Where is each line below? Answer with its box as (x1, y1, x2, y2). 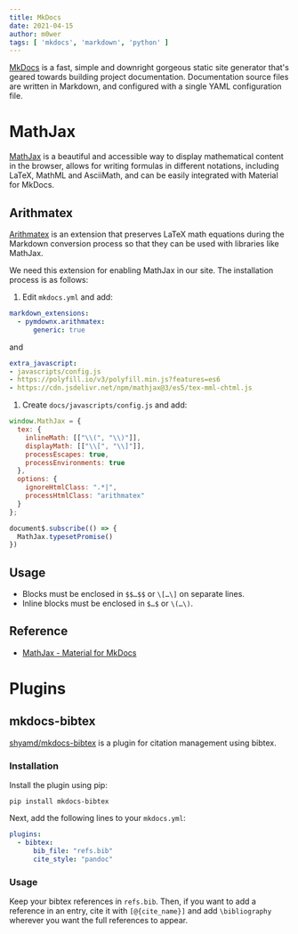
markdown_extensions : (9, 309, 90, 318)
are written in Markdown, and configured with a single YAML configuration (9, 81, 282, 92)
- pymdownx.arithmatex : (17, 317, 105, 326)
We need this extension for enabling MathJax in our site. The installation (9, 265, 274, 276)
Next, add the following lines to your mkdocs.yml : (9, 813, 186, 824)
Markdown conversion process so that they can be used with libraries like (9, 238, 279, 249)
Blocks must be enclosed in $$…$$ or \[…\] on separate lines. (21, 589, 245, 600)
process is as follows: (9, 275, 89, 285)
